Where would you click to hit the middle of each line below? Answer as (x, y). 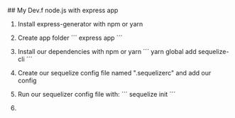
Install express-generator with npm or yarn (80, 24)
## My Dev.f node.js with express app (63, 10)
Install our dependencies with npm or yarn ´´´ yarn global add (107, 52)
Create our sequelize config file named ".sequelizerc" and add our (114, 73)
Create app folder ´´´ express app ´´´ (70, 38)
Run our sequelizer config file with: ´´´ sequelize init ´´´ (97, 94)
